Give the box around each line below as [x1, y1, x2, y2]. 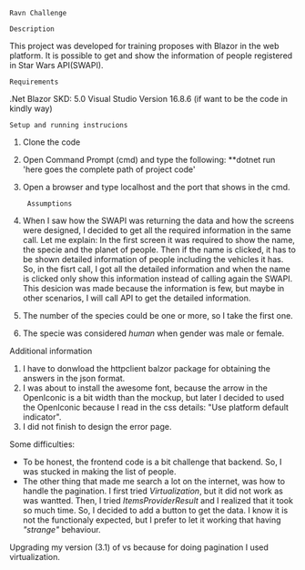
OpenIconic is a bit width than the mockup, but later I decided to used [22, 392, 285, 402]
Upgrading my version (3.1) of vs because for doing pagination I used [9, 542, 269, 553]
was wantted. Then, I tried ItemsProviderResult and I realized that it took [22, 495, 294, 505]
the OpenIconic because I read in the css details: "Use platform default [22, 402, 290, 412]
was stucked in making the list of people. [22, 466, 177, 477]
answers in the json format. [22, 373, 126, 383]
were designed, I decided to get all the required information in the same [22, 225, 291, 236]
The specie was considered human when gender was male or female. [22, 328, 285, 339]
